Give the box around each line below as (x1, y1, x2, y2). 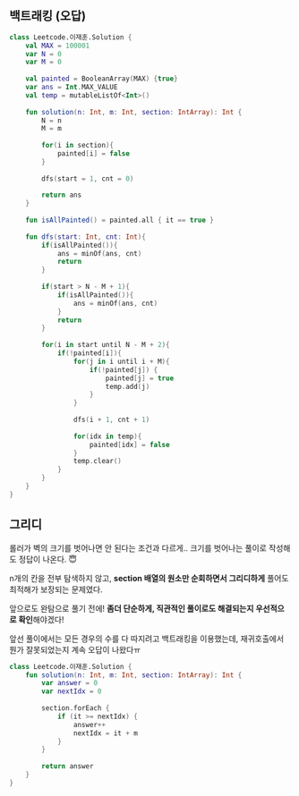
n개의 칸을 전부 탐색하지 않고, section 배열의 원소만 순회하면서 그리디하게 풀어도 (9, 572, 289, 583)
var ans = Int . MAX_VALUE (25, 83, 118, 92)
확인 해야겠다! (18, 614, 64, 624)
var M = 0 (25, 57, 63, 67)
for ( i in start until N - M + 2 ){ (41, 341, 170, 350)
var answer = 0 (41, 679, 98, 688)
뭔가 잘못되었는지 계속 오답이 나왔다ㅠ (9, 644, 141, 655)
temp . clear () (73, 457, 123, 466)
